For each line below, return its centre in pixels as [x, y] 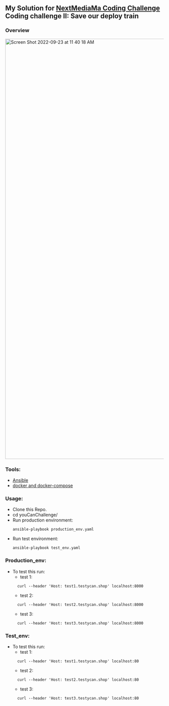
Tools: [13, 469]
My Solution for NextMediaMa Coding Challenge [82, 8]
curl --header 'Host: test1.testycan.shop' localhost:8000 [80, 586]
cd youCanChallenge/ [35, 515]
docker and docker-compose [43, 485]
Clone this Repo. [29, 510]
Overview [17, 31]
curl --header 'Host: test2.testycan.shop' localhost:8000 [80, 604]
